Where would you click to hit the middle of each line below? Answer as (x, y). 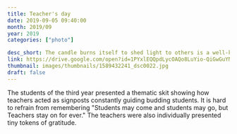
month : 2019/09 (30, 27)
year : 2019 (23, 33)
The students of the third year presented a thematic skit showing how (108, 92)
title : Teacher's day (39, 14)
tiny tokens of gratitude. (42, 122)
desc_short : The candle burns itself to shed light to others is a (109, 53)
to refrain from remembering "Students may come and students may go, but (118, 107)
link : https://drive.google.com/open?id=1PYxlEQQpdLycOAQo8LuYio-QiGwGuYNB (121, 60)
